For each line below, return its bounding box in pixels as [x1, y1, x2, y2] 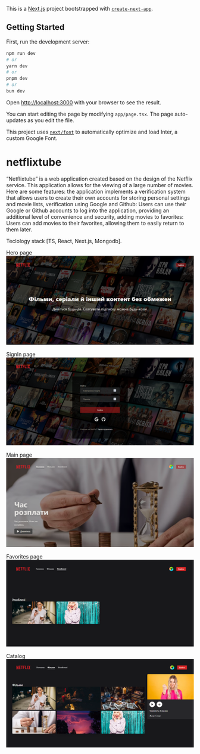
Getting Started [6, 22, 65, 32]
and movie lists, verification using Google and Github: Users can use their [6, 200, 186, 207]
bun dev [6, 88, 26, 94]
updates [6, 116, 27, 124]
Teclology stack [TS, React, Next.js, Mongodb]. [6, 237, 122, 244]
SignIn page [6, 350, 36, 358]
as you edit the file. [27, 116, 74, 124]
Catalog [6, 653, 26, 660]
